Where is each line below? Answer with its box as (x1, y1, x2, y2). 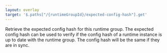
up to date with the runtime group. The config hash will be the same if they (5, 36, 160, 43)
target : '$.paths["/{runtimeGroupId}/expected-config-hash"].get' (5, 12, 147, 17)
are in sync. (5, 42, 30, 48)
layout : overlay (5, 7, 39, 13)
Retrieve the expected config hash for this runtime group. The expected (5, 26, 154, 32)
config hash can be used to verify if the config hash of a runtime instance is (5, 31, 162, 37)
